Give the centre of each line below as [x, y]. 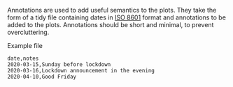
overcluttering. [28, 32]
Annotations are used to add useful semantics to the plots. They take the [112, 10]
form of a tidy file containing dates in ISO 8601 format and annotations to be [116, 17]
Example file [25, 46]
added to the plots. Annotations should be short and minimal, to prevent [111, 25]
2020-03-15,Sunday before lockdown [59, 65]
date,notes [23, 58]
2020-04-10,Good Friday [42, 77]
